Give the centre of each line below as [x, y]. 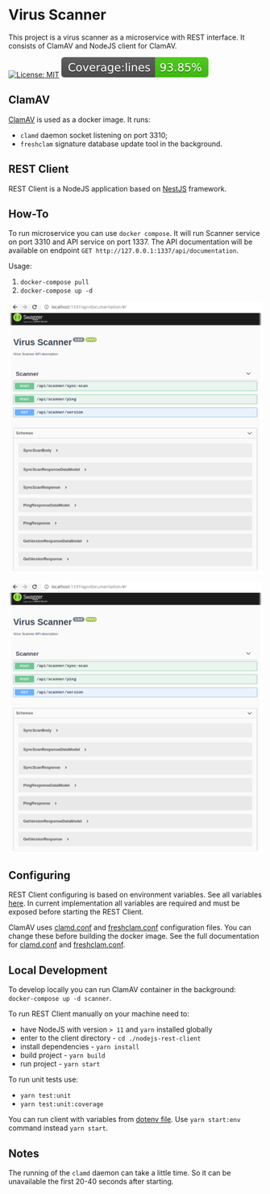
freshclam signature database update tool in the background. [121, 144]
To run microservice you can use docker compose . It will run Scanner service [134, 233]
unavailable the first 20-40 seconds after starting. [91, 1181]
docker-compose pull [54, 283]
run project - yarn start [60, 1064]
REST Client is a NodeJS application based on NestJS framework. [118, 188]
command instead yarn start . [58, 1128]
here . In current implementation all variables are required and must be [124, 903]
